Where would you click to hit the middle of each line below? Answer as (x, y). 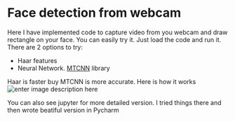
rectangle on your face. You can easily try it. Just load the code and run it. (114, 39)
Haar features (37, 60)
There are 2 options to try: (45, 47)
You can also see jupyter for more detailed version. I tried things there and (115, 102)
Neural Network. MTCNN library (63, 68)
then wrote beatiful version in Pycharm (63, 110)
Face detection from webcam (94, 13)
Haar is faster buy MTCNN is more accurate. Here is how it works (102, 81)
